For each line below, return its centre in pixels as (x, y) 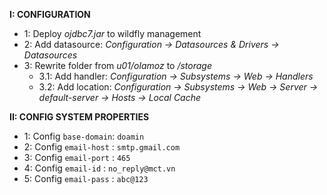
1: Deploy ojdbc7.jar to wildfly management (112, 33)
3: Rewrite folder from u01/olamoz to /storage (117, 65)
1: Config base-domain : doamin (84, 136)
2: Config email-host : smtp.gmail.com (102, 147)
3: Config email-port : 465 (77, 157)
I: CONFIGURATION (50, 14)
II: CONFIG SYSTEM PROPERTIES (79, 117)
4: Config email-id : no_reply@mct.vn (99, 168)
